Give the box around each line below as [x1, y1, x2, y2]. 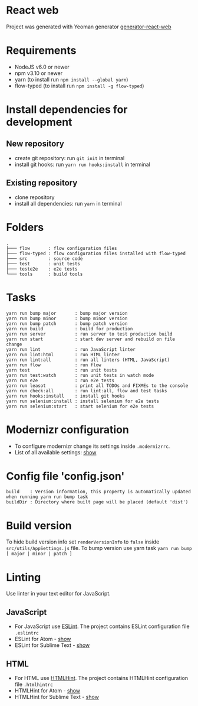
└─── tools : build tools [6, 271, 83, 277]
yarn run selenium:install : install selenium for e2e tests [6, 398, 160, 404]
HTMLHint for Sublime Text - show [14, 693, 99, 700]
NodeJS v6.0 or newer [14, 63, 70, 70]
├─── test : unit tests [6, 261, 81, 266]
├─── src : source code [6, 255, 83, 262]
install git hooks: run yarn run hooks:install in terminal [14, 161, 150, 168]
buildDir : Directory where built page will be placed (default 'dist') [6, 499, 189, 505]
